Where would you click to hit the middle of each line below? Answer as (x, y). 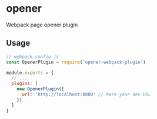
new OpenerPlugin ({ (41, 89)
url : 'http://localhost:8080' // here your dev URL (86, 94)
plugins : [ (25, 84)
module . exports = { (30, 73)
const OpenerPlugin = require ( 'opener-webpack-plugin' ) (76, 62)
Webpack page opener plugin (42, 25)
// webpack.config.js (33, 57)
